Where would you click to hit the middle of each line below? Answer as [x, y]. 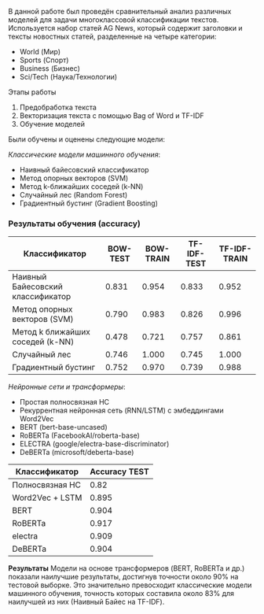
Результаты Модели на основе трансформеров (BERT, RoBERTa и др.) [126, 568]
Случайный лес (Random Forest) [73, 195]
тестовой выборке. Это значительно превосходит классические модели [130, 585]
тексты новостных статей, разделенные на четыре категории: [112, 36]
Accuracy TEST [119, 472]
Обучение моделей [52, 124]
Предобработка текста [58, 107]
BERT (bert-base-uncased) [63, 427]
